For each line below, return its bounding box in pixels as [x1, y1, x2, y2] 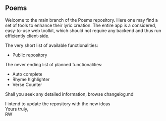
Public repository [12, 52, 48, 58]
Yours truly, [5, 106, 29, 112]
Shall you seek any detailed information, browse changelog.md [5, 91, 134, 97]
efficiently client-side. [5, 33, 50, 39]
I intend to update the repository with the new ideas [5, 101, 111, 107]
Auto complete [12, 71, 43, 77]
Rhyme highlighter [12, 76, 50, 82]
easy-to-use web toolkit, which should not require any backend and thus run [5, 27, 162, 34]
